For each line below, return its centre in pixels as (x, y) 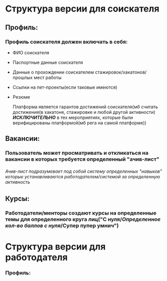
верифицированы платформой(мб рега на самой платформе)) (79, 123)
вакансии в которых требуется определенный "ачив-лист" (82, 159)
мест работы (48, 77)
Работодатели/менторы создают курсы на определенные (81, 213)
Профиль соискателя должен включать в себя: (66, 42)
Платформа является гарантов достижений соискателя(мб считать (85, 107)
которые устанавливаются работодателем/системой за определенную (83, 176)
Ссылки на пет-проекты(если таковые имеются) (65, 87)
